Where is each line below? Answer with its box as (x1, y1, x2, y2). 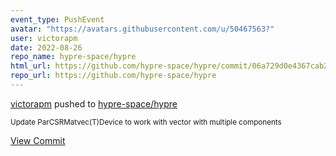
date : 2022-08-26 (10, 42, 83, 53)
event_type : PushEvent (10, 14, 105, 25)
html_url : (10, 61, 52, 71)
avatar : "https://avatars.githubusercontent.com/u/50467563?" (10, 24, 275, 34)
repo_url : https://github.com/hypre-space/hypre (10, 71, 217, 81)
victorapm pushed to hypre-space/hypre (10, 97, 178, 110)
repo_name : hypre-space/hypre (10, 52, 137, 62)
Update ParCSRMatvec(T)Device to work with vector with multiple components (10, 117, 282, 127)
